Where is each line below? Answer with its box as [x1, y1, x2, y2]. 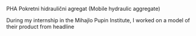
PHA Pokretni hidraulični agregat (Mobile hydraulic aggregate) [6, 5, 161, 12]
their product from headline [6, 23, 75, 30]
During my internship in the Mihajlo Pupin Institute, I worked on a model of [6, 17, 191, 23]
